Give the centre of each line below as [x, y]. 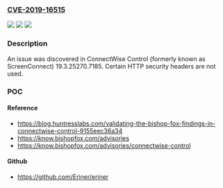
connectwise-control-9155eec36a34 [70, 130]
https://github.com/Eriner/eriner [63, 177]
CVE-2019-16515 [36, 10]
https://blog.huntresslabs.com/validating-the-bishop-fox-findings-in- [116, 123]
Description [27, 44]
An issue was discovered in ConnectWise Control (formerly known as [107, 59]
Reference [23, 108]
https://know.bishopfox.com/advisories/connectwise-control [104, 145]
